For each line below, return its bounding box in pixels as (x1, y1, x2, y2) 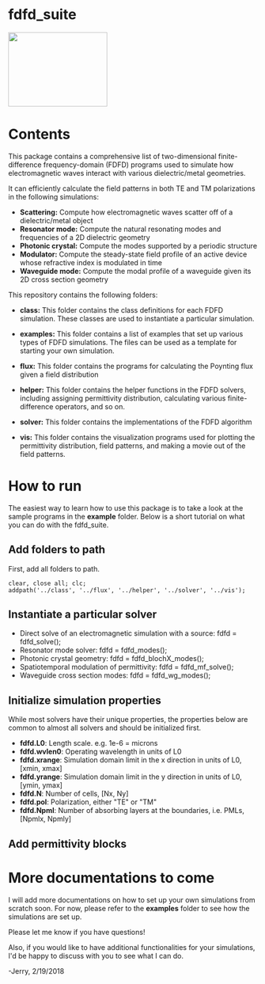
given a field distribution (19, 370, 99, 379)
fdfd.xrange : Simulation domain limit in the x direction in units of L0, (19, 755, 242, 765)
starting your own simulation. (19, 346, 115, 355)
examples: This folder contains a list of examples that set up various (19, 329, 244, 338)
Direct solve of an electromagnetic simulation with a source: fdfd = (19, 629, 237, 638)
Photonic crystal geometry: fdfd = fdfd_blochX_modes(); (19, 654, 204, 663)
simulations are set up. (8, 912, 82, 921)
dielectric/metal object (19, 215, 93, 225)
